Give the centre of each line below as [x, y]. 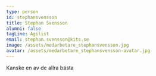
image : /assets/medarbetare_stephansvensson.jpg [68, 45]
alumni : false [24, 28]
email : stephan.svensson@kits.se [48, 39]
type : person [22, 12]
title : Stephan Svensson [37, 23]
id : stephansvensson [32, 17]
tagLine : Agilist [28, 34]
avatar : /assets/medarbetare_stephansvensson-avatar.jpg [78, 51]
